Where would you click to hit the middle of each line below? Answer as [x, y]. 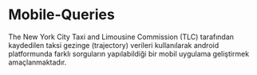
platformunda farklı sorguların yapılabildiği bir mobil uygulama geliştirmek [129, 53]
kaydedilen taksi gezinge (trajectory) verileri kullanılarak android [114, 45]
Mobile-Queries [62, 15]
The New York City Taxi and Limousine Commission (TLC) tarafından [121, 37]
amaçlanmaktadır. [38, 62]
